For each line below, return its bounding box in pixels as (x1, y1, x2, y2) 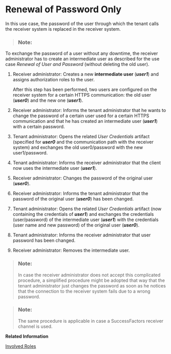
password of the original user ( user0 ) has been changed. (12, 196, 134, 202)
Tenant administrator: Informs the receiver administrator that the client (12, 160, 161, 166)
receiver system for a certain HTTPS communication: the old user (12, 92, 152, 98)
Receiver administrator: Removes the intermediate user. (12, 247, 130, 254)
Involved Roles (5, 343, 36, 349)
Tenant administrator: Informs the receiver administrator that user (12, 232, 151, 238)
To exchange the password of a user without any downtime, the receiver (5, 50, 158, 57)
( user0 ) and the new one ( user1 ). (12, 97, 83, 103)
